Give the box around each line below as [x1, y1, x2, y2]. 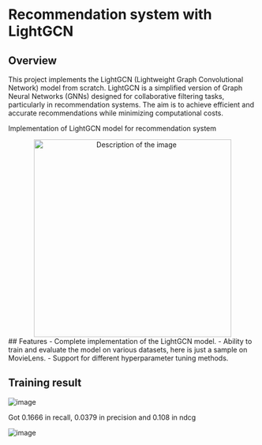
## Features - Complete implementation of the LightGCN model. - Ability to [8, 337, 253, 345]
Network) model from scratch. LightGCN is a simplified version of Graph [8, 83, 243, 92]
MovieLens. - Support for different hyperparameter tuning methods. [8, 353, 229, 363]
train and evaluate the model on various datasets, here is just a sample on [8, 345, 248, 354]
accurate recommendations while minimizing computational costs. [8, 108, 223, 118]
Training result [8, 376, 82, 390]
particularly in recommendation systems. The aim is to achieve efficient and [8, 100, 255, 109]
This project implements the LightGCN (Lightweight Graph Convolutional [8, 75, 244, 84]
